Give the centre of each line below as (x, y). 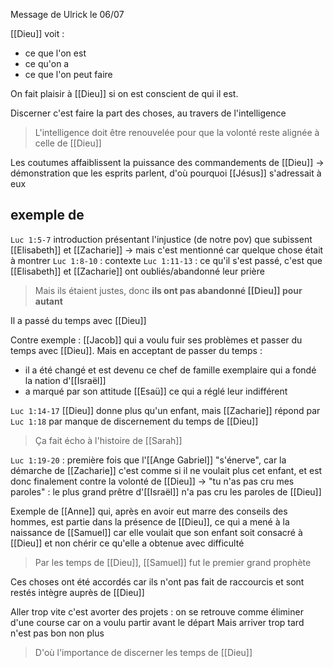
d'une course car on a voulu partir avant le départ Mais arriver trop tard (157, 622)
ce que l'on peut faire (68, 74)
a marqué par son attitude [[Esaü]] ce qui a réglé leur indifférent (156, 391)
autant (48, 301)
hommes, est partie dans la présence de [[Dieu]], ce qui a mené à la (150, 521)
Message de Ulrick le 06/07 (67, 14)
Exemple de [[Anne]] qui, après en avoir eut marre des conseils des (149, 511)
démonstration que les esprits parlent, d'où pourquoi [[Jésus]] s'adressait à (166, 173)
